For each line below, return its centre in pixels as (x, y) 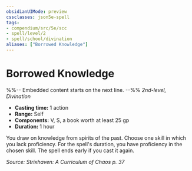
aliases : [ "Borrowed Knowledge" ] (47, 45)
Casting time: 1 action (42, 107)
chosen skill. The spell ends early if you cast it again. (70, 150)
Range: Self (29, 114)
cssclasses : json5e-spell (38, 17)
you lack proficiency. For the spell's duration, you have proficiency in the (94, 144)
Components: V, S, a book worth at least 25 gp (72, 120)
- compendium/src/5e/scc (37, 28)
